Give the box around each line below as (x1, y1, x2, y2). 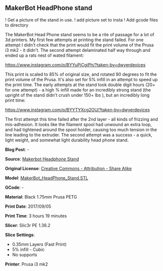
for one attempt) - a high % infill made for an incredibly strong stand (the (5, 87, 151, 92)
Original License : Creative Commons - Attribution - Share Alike (5, 165, 132, 171)
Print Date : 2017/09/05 (5, 203, 52, 209)
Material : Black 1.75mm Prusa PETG (5, 194, 77, 200)
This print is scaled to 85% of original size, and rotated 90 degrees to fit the (5, 71, 157, 77)
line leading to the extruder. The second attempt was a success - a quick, (5, 132, 152, 137)
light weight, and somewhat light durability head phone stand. (5, 137, 129, 143)
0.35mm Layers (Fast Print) (12, 241, 67, 247)
